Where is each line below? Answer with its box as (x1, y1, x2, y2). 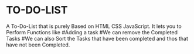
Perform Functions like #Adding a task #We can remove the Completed (6, 28, 178, 35)
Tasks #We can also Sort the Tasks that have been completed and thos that (6, 35, 189, 42)
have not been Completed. (6, 41, 70, 48)
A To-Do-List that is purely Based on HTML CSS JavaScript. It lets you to (6, 23, 182, 30)
